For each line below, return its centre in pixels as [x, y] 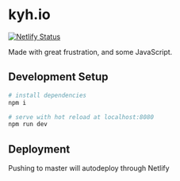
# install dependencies [48, 95]
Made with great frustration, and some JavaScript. [90, 52]
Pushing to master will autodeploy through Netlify [89, 168]
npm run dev [28, 125]
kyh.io [29, 15]
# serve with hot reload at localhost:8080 [81, 117]
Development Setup [58, 77]
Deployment [39, 149]
